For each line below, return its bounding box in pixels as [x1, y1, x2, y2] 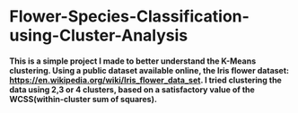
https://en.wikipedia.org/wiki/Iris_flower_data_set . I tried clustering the [9, 74, 283, 85]
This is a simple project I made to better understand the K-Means [9, 56, 257, 66]
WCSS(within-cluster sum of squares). [9, 93, 157, 104]
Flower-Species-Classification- [9, 6, 250, 27]
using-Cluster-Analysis [9, 25, 188, 46]
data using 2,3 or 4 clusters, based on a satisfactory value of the [9, 83, 256, 95]
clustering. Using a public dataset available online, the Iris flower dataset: [9, 65, 290, 75]
